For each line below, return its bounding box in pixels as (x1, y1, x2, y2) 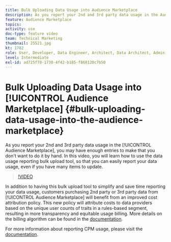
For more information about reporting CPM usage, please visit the (5, 226, 143, 232)
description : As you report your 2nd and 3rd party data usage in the (5, 12, 158, 17)
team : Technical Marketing (5, 36, 63, 41)
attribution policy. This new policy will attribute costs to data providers (5, 200, 153, 206)
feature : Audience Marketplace (5, 17, 72, 22)
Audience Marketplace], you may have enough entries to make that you (5, 148, 155, 154)
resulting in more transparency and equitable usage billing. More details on (5, 210, 162, 217)
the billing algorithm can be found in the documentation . (5, 216, 123, 222)
